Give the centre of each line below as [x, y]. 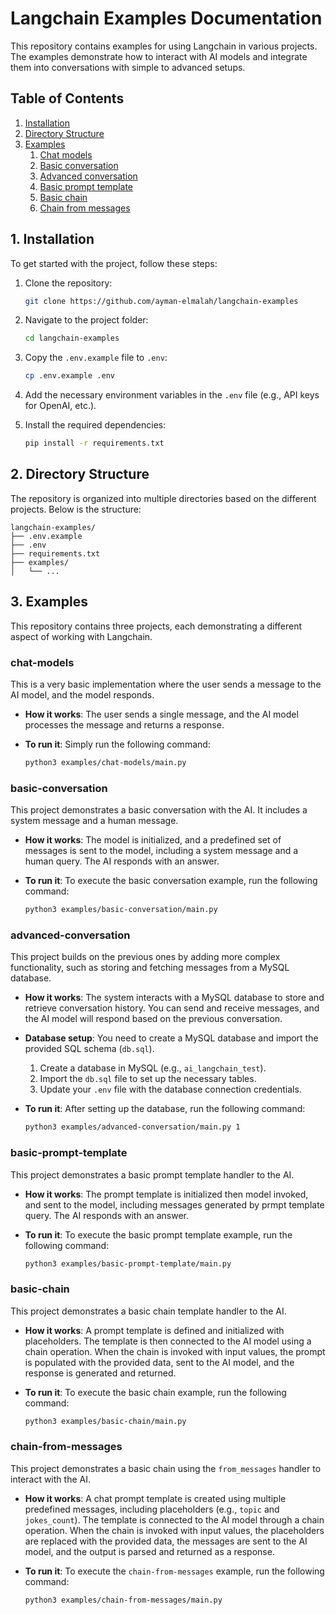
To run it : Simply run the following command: [117, 744]
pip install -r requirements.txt [94, 443]
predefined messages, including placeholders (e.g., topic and [152, 1509]
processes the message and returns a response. [124, 724]
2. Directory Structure [80, 474]
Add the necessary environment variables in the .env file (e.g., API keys [172, 395]
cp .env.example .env [69, 376]
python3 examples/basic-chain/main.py [105, 1421]
